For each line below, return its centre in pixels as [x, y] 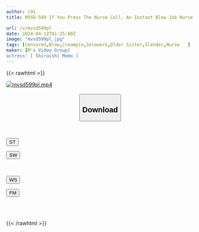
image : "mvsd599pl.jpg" [36, 39]
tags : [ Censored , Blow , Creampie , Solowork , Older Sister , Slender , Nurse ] [98, 45]
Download [100, 110]
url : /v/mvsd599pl [29, 28]
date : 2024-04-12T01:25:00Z [41, 33]
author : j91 [21, 12]
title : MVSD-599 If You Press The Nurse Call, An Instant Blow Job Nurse [100, 17]
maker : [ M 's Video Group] [38, 51]
